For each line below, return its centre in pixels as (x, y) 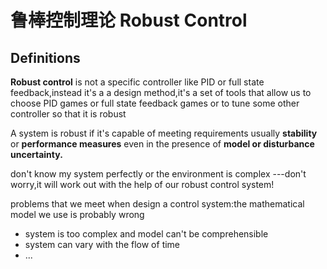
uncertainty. (36, 154)
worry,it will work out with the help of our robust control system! (142, 184)
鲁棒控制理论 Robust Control (129, 20)
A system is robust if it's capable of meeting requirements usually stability (164, 133)
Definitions (45, 57)
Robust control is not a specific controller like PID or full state (137, 82)
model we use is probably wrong (77, 214)
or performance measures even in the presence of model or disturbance (162, 144)
